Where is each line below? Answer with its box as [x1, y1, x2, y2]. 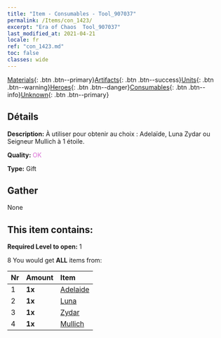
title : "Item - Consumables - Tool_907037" [7, 10, 137, 18]
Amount [25, 273, 54, 282]
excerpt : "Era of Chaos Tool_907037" [7, 23, 121, 30]
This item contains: [7, 223, 93, 236]
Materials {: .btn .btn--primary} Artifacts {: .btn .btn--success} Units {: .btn [7, 75, 214, 84]
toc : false [7, 50, 39, 57]
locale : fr [7, 37, 39, 44]
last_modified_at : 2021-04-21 [7, 30, 96, 37]
